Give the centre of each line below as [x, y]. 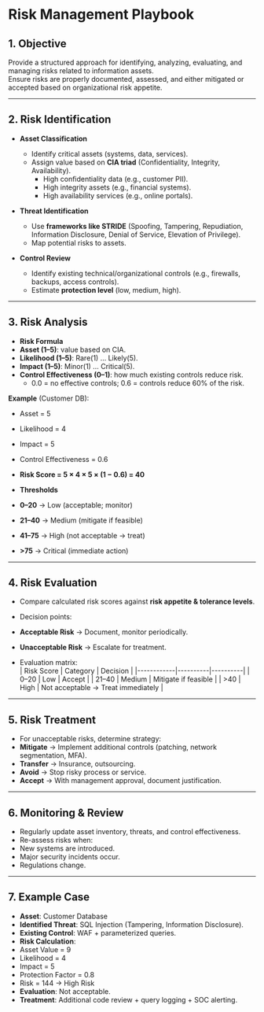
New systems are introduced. [67, 848]
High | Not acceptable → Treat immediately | [91, 688]
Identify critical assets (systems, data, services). [110, 153]
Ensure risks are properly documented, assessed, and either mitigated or [126, 79]
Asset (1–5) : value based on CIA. [73, 349]
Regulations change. [53, 865]
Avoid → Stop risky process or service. [83, 772]
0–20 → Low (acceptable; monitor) [76, 504]
